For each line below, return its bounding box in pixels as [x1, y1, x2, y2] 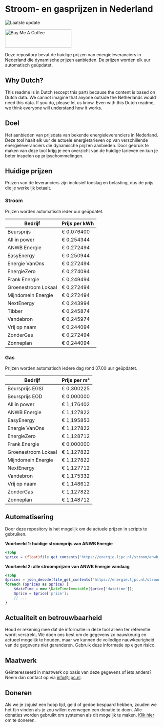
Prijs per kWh [61, 220, 94, 227]
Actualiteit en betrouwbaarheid [5, 614, 102, 622]
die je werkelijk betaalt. [5, 185, 52, 191]
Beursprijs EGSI [7, 385, 43, 392]
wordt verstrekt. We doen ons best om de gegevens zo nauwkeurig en [5, 632, 146, 638]
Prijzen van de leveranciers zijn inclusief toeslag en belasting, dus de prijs [5, 180, 154, 186]
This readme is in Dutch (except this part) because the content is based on [5, 89, 155, 95]
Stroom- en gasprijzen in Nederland [5, 3, 153, 15]
